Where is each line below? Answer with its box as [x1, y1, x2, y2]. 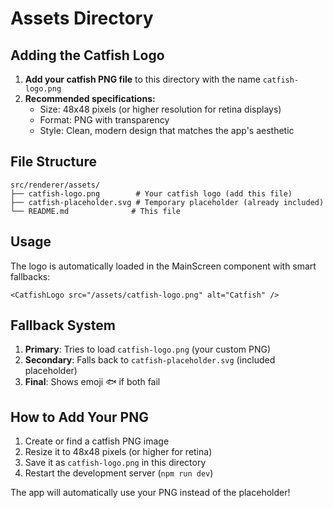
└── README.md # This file [10, 206, 182, 216]
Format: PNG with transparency [39, 114, 170, 126]
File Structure [10, 153, 97, 171]
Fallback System [10, 317, 117, 334]
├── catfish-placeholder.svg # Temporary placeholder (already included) [10, 197, 325, 207]
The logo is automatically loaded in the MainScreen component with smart [10, 260, 317, 272]
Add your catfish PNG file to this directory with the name [24, 73, 261, 85]
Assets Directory [10, 7, 154, 30]
